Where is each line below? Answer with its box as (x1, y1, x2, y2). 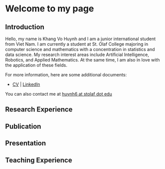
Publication (5, 122, 41, 130)
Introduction (5, 23, 45, 31)
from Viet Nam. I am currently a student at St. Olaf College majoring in (5, 41, 149, 47)
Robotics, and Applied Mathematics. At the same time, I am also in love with (5, 57, 160, 62)
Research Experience (5, 105, 73, 114)
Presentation (5, 139, 46, 148)
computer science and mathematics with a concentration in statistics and (5, 47, 155, 52)
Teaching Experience (5, 156, 73, 164)
